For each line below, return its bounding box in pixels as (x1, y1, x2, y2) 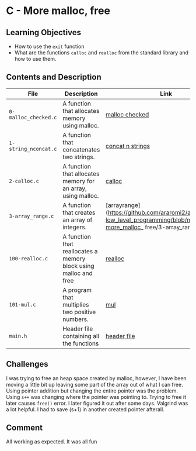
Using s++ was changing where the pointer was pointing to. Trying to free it (6, 393, 187, 400)
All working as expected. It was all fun (6, 438, 97, 445)
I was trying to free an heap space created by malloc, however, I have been (6, 374, 187, 381)
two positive (62, 308, 96, 316)
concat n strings (106, 142, 150, 150)
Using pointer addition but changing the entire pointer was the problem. (6, 387, 178, 394)
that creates (62, 208, 96, 216)
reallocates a (62, 247, 98, 255)
